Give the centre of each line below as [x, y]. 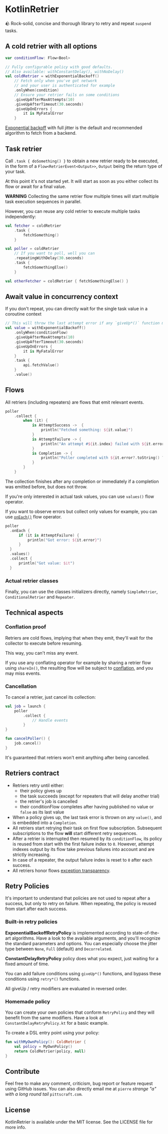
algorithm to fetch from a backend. [41, 133]
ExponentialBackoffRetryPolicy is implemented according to [68, 933]
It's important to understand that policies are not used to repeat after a [78, 898]
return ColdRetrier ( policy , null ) [50, 1051]
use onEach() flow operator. [33, 516]
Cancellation [21, 686]
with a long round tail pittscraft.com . [44, 1094]
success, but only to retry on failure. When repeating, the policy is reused [81, 904]
